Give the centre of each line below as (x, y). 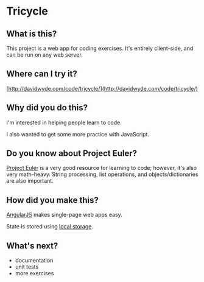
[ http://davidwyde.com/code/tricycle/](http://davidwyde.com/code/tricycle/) (102, 88)
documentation (34, 261)
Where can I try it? (42, 74)
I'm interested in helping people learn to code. (64, 122)
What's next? (32, 246)
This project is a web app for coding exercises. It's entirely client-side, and (100, 48)
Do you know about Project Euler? (72, 153)
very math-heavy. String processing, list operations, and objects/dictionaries (102, 174)
